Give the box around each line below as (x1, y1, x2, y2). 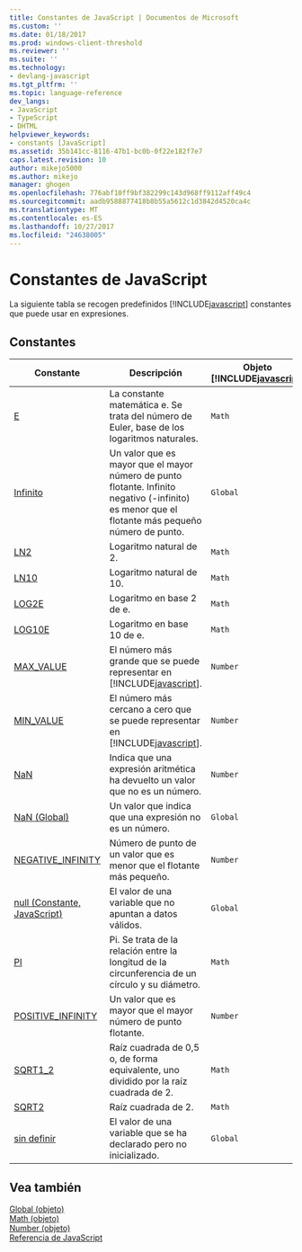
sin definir (13, 1132, 57, 1145)
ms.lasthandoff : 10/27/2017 (9, 222, 115, 231)
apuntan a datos (109, 908, 178, 920)
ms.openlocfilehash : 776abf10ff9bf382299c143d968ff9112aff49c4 (9, 189, 252, 198)
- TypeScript (9, 113, 58, 122)
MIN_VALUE (13, 715, 65, 727)
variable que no (109, 896, 175, 909)
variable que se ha (109, 1127, 187, 1140)
